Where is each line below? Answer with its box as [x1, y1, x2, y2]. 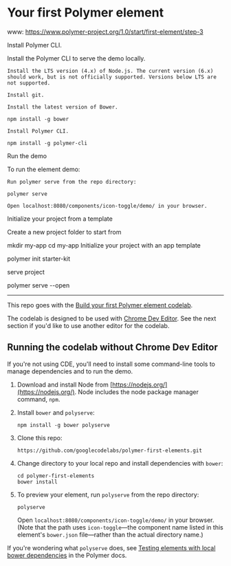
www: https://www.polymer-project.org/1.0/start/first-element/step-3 [7, 28, 204, 36]
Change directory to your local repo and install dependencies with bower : [16, 459, 223, 467]
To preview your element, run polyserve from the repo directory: [16, 490, 199, 499]
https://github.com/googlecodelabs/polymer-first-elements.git [16, 447, 203, 454]
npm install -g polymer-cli [7, 140, 88, 146]
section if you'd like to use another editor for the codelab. [7, 321, 170, 329]
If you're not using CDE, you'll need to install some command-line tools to [7, 360, 215, 368]
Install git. [7, 91, 45, 98]
